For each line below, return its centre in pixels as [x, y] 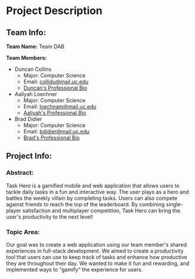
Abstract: [20, 173]
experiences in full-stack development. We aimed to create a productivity [95, 251]
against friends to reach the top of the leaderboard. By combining [85, 204]
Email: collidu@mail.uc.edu [56, 81]
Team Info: [26, 33]
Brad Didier [28, 119]
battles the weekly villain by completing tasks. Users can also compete [92, 198]
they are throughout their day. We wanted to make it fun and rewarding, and [98, 263]
